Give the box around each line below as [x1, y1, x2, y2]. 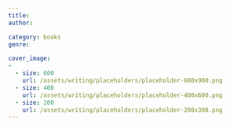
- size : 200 [15, 98, 55, 106]
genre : [8, 40, 30, 48]
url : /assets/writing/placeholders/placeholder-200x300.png [22, 106, 223, 114]
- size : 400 [15, 83, 55, 91]
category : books [8, 33, 61, 41]
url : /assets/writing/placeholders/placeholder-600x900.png [22, 76, 223, 84]
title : [8, 11, 30, 20]
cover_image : [8, 54, 51, 63]
